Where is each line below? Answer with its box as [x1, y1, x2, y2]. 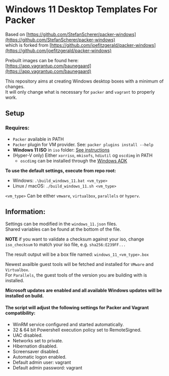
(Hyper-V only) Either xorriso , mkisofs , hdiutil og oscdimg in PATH [12, 152, 153, 158]
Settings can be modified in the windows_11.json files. [5, 221, 118, 227]
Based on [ [5, 31, 28, 37]
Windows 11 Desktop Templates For [5, 4, 158, 15]
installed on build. [5, 293, 44, 299]
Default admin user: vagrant [12, 359, 71, 365]
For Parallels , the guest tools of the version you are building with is [5, 272, 147, 278]
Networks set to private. [12, 337, 63, 343]
